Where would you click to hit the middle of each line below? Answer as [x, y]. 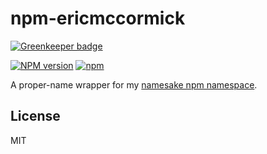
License [35, 116]
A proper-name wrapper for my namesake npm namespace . [134, 84]
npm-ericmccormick [98, 18]
